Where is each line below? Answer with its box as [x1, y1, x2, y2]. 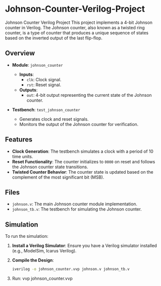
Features [5, 135, 32, 144]
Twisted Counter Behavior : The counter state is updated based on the [12, 169, 154, 175]
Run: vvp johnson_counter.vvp [12, 276, 73, 282]
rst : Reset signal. [26, 82, 62, 88]
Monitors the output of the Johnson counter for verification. [19, 121, 139, 127]
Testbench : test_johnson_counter [12, 107, 80, 112]
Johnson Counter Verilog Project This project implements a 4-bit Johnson [5, 19, 153, 25]
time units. [12, 153, 33, 159]
